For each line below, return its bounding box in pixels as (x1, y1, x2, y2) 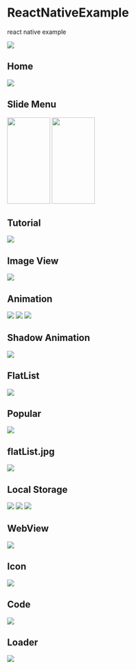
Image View (7, 255, 59, 266)
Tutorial (7, 217, 41, 229)
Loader (7, 637, 38, 648)
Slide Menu (7, 99, 57, 110)
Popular (7, 408, 42, 420)
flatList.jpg (7, 445, 55, 457)
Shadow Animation (7, 332, 91, 344)
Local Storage (7, 483, 68, 495)
